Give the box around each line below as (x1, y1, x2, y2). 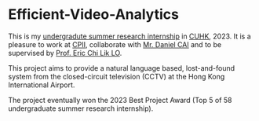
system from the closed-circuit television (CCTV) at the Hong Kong (8, 71, 225, 81)
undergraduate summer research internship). (8, 104, 154, 113)
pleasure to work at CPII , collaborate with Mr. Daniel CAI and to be (8, 39, 222, 49)
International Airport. (8, 80, 75, 90)
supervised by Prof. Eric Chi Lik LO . (8, 48, 122, 57)
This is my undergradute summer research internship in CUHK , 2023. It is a (8, 31, 251, 41)
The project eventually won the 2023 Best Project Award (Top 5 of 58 (8, 95, 232, 104)
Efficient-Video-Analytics (8, 5, 179, 24)
